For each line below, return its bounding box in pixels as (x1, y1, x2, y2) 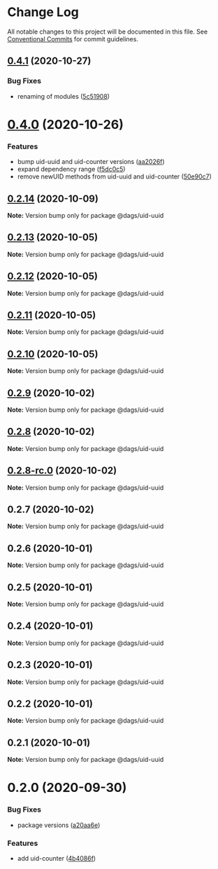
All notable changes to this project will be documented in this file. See (7, 27, 208, 36)
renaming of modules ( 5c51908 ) (17, 92, 110, 100)
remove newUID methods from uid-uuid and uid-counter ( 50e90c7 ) (17, 172, 212, 181)
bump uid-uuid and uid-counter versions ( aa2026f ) (17, 158, 166, 166)
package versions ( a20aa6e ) (17, 821, 101, 829)
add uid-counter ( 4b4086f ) (17, 854, 96, 863)
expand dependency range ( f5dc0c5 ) (17, 165, 126, 174)
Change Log (7, 4, 79, 20)
